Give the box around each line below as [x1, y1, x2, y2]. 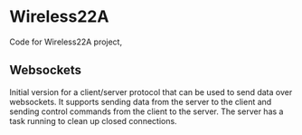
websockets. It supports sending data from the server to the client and [9, 96, 272, 107]
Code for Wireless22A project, [9, 36, 123, 47]
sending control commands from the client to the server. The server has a [9, 106, 284, 117]
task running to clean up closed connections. [9, 115, 178, 126]
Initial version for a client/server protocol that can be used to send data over [9, 86, 293, 97]
